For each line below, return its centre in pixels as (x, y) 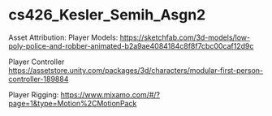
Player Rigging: (34, 94)
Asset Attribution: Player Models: (63, 37)
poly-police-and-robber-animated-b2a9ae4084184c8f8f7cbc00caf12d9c (131, 45)
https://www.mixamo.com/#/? (110, 94)
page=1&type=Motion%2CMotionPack (73, 103)
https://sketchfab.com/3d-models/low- (185, 37)
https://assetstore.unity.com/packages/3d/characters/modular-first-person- (136, 70)
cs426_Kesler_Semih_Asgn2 (107, 15)
